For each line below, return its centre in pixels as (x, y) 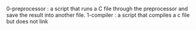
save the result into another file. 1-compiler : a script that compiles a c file (98, 15)
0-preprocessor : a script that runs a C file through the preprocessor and (97, 9)
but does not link (27, 21)
